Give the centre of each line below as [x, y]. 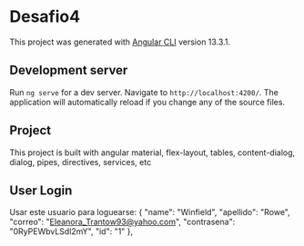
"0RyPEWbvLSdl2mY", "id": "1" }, [71, 231]
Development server [69, 70]
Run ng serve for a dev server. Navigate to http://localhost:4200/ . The [144, 92]
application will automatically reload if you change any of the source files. [147, 102]
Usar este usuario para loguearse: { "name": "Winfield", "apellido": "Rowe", [150, 212]
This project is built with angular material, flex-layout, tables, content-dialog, [152, 153]
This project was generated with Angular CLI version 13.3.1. [120, 42]
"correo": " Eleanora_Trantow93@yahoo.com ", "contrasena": [122, 222]
